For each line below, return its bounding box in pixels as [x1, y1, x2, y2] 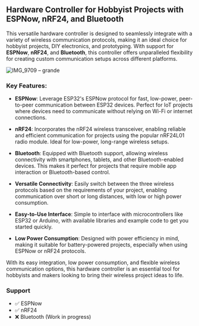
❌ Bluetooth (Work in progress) [14, 314, 91, 321]
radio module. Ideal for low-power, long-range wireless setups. [14, 138, 169, 145]
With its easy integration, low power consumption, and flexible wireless [6, 259, 180, 267]
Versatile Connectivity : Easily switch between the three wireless [14, 180, 174, 187]
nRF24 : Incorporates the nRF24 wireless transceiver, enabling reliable [14, 126, 186, 133]
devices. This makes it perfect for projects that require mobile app [14, 162, 177, 170]
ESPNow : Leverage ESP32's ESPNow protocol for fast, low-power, [14, 95, 178, 102]
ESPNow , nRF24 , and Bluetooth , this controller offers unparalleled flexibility [6, 49, 193, 56]
